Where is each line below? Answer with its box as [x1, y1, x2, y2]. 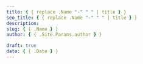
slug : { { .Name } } [6, 26, 59, 32]
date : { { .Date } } [6, 48, 59, 55]
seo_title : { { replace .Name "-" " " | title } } [6, 15, 138, 21]
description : [6, 20, 40, 26]
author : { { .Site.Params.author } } [6, 32, 102, 38]
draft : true [6, 43, 37, 49]
